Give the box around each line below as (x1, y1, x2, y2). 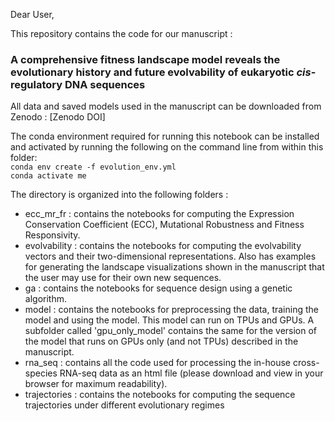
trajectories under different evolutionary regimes (24, 399, 225, 411)
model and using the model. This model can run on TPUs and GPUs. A (24, 314, 315, 326)
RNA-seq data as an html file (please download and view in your (59, 367, 324, 379)
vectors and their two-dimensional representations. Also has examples (24, 250, 317, 263)
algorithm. (24, 293, 67, 305)
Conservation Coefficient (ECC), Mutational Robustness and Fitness (24, 219, 305, 231)
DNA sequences (64, 77, 146, 91)
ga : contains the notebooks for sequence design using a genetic (24, 282, 293, 294)
